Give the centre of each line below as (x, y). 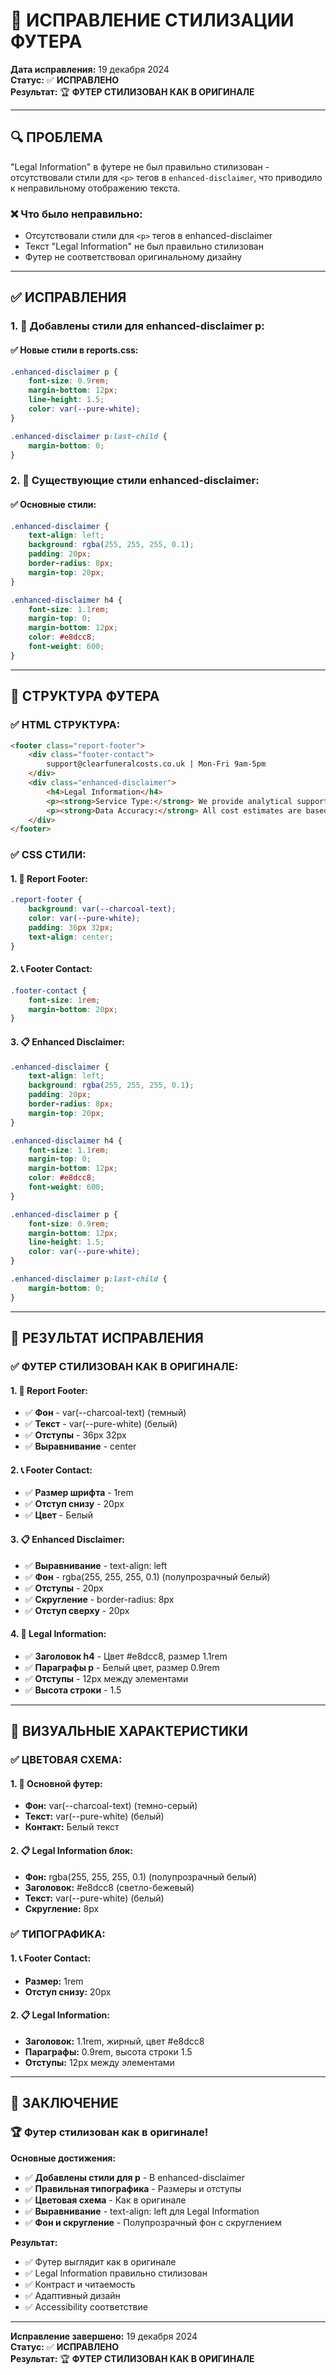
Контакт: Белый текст (72, 1827)
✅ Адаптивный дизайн (72, 2295)
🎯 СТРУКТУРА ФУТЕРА (85, 696)
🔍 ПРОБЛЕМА (57, 137)
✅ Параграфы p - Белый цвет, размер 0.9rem (122, 1667)
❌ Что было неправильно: (76, 214)
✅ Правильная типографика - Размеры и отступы (133, 2188)
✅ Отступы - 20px (64, 1588)
